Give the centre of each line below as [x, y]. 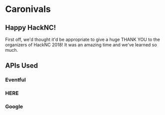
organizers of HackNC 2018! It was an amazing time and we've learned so [81, 45]
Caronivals [28, 9]
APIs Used [22, 66]
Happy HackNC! [31, 28]
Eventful [15, 80]
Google [14, 107]
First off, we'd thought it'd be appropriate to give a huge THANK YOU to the [83, 39]
